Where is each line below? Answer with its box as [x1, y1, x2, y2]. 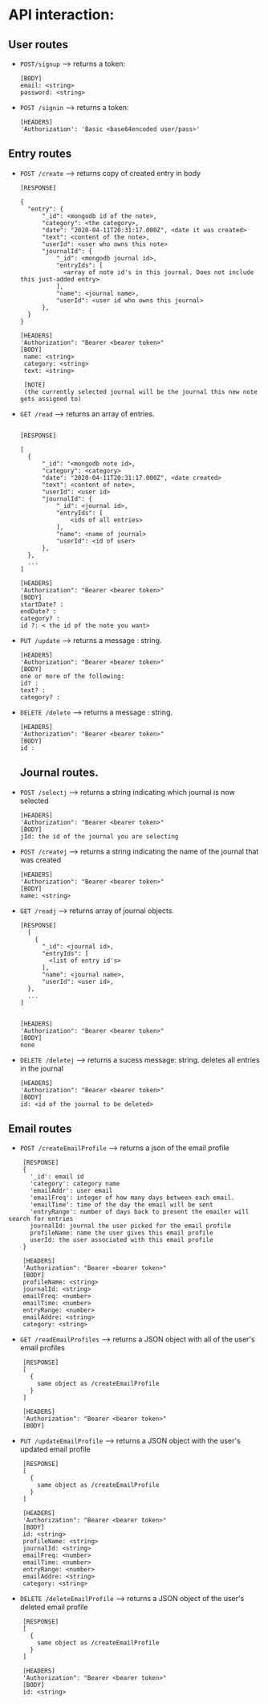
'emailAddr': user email [29, 1187, 113, 1195]
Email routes [8, 1122, 72, 1136]
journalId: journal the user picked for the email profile [29, 1222, 231, 1231]
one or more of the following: [19, 672, 125, 680]
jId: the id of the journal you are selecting [19, 832, 179, 841]
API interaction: [8, 6, 115, 24]
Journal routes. [19, 766, 99, 780]
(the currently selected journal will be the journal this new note [23, 387, 258, 395]
